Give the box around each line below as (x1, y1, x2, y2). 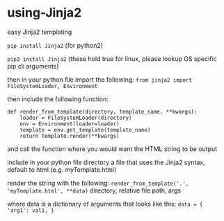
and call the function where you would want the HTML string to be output (7, 144, 218, 153)
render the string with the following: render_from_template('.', (7, 179, 189, 187)
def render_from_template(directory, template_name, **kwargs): (7, 108, 198, 115)
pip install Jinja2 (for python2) (7, 41, 103, 49)
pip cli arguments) (7, 62, 59, 70)
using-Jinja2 (7, 5, 82, 21)
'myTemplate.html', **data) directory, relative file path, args (7, 186, 182, 195)
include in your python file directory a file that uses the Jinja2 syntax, (7, 158, 205, 166)
